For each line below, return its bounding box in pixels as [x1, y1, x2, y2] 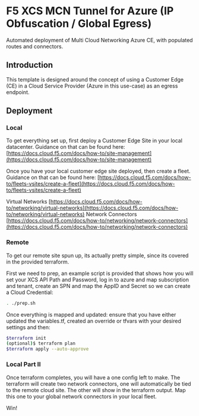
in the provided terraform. [6, 258, 70, 265]
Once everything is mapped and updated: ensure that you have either [6, 311, 176, 318]
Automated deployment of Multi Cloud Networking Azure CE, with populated [6, 36, 193, 43]
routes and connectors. [6, 43, 64, 50]
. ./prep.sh [6, 300, 36, 306]
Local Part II [6, 360, 41, 368]
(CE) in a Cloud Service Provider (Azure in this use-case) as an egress [6, 82, 178, 89]
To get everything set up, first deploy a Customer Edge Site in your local [6, 137, 183, 144]
